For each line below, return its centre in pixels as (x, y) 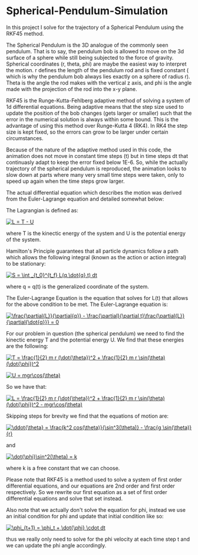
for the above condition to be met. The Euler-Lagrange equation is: (87, 304)
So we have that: (27, 386)
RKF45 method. (25, 33)
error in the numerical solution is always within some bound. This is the (92, 119)
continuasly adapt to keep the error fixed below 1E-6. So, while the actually (97, 162)
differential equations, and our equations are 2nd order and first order (90, 486)
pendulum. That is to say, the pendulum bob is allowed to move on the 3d (95, 51)
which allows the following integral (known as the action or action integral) (96, 257)
